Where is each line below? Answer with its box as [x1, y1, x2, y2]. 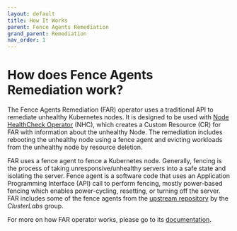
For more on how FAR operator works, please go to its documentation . [7, 215, 212, 224]
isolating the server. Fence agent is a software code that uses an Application [7, 172, 230, 180]
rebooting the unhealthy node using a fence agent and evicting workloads [7, 136, 223, 144]
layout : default [7, 10, 55, 18]
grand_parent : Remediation [7, 30, 87, 37]
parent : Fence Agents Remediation [7, 23, 110, 30]
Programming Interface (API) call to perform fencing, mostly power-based [7, 179, 223, 188]
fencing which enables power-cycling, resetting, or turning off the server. [7, 186, 221, 195]
